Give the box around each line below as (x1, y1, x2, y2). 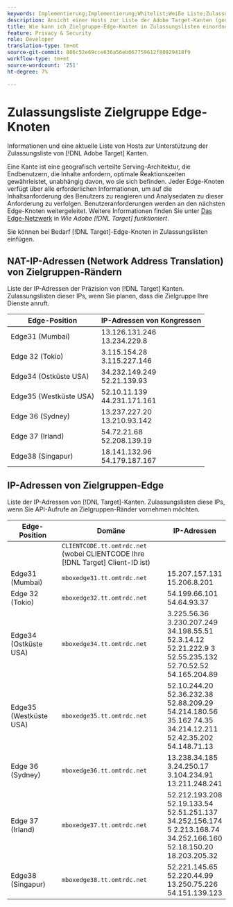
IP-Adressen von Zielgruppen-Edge (7, 480, 164, 491)
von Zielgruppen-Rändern (7, 266, 123, 278)
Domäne (96, 526, 126, 536)
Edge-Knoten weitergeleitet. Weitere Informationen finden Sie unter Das (7, 207, 213, 215)
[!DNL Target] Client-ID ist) (61, 558, 151, 568)
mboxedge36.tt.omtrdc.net (61, 767, 148, 774)
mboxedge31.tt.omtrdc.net (61, 574, 148, 582)
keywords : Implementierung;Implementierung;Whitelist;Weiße (7, 10, 185, 17)
